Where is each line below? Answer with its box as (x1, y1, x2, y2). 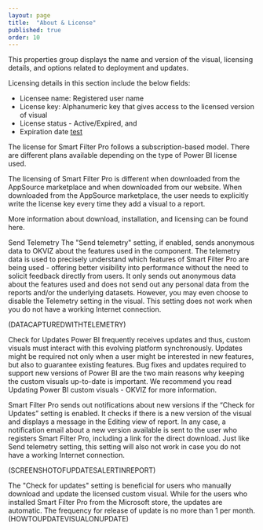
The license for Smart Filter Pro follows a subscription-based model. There (8, 142, 250, 152)
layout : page (8, 11, 51, 20)
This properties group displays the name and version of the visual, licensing (8, 55, 254, 64)
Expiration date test (19, 127, 83, 137)
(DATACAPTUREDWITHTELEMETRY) (8, 320, 126, 330)
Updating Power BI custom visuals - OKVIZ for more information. (8, 386, 217, 395)
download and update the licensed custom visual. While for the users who (8, 489, 248, 499)
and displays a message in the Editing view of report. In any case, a (8, 417, 226, 426)
